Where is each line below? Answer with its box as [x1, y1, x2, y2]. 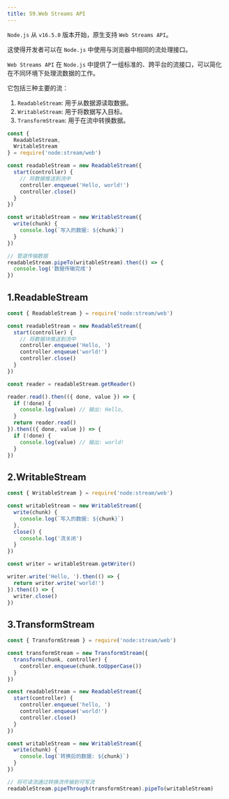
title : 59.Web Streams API [7, 10, 86, 17]
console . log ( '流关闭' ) [20, 535, 82, 542]
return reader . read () [13, 419, 77, 427]
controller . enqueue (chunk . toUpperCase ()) [20, 663, 142, 670]
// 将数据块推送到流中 [20, 335, 77, 343]
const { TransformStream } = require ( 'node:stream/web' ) [7, 637, 177, 644]
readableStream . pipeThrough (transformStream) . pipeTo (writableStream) [7, 785, 214, 792]
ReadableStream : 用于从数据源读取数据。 [17, 99, 133, 107]
